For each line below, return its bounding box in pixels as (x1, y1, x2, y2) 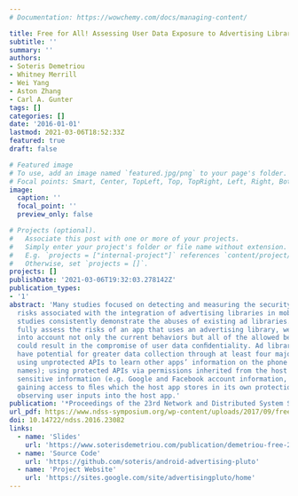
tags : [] (9, 103, 42, 112)
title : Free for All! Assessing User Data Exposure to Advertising (9, 28, 264, 38)
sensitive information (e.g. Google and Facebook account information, (17, 374, 288, 383)
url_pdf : (9, 407, 42, 417)
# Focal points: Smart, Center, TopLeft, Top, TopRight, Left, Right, (9, 177, 276, 186)
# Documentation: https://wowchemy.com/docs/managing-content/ (9, 12, 248, 22)
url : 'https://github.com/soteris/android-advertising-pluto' (25, 457, 260, 466)
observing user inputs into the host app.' (17, 391, 180, 400)
